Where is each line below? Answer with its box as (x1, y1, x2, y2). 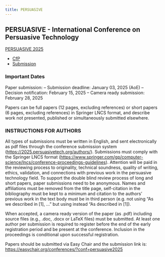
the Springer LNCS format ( (5, 154, 61, 160)
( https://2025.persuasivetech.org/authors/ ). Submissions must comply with (5, 149, 158, 155)
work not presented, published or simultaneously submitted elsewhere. (5, 115, 149, 121)
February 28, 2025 (5, 95, 43, 101)
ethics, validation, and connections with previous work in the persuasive (5, 170, 152, 176)
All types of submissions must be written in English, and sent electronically (5, 138, 157, 144)
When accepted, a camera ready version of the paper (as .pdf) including (5, 211, 152, 217)
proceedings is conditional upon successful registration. (5, 232, 119, 238)
